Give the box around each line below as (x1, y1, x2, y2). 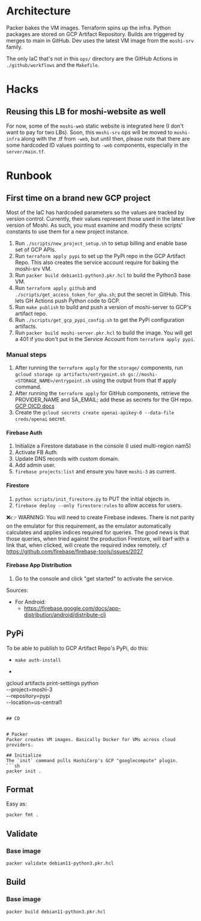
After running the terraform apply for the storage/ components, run (14, 364, 184, 371)
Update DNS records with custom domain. (14, 455, 120, 463)
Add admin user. (14, 461, 56, 469)
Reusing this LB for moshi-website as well (6, 106, 166, 117)
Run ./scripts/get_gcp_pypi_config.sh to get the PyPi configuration (14, 316, 185, 323)
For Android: (14, 598, 46, 605)
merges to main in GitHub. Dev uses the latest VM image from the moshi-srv (6, 37, 194, 44)
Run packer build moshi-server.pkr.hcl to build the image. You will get (14, 329, 193, 336)
